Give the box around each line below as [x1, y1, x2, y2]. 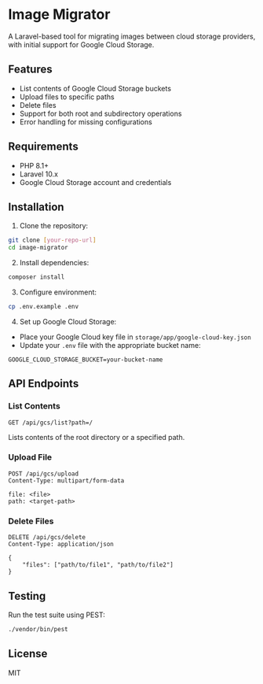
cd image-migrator [8, 244, 68, 252]
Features [8, 63, 53, 76]
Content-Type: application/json [8, 541, 114, 549]
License [8, 647, 48, 660]
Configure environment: [19, 287, 97, 297]
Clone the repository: [19, 221, 89, 231]
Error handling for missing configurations [19, 116, 153, 127]
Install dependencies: [19, 258, 89, 268]
